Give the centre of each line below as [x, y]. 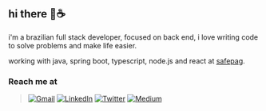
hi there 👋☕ [37, 14]
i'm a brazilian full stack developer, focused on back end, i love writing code [133, 37]
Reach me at [33, 81]
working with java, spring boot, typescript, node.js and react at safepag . [127, 61]
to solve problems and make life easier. [73, 45]
